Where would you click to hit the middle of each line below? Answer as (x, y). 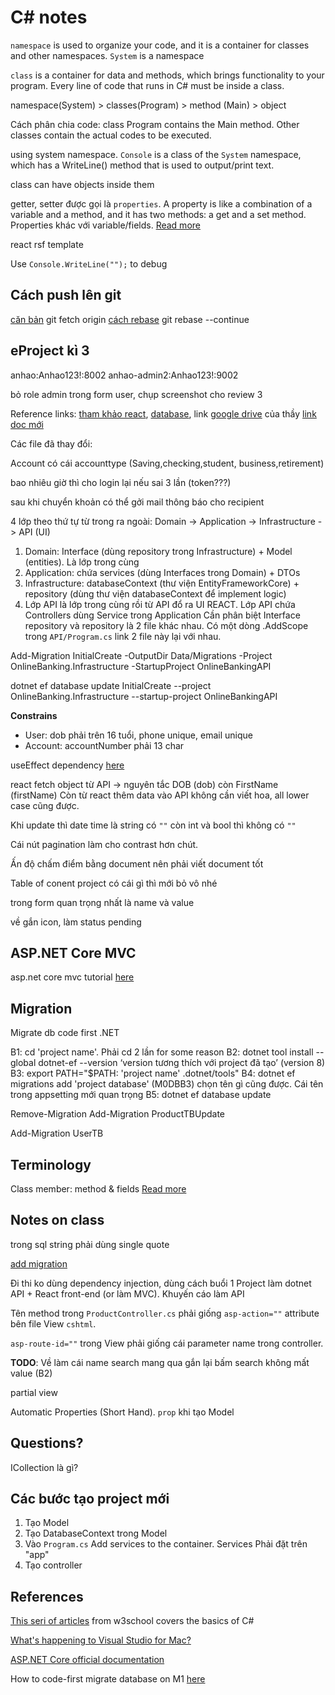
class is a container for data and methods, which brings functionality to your (167, 75)
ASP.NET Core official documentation (87, 1660)
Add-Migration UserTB (57, 1133)
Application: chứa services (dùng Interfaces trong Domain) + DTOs (162, 572)
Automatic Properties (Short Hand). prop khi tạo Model (122, 1412)
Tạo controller (53, 1565)
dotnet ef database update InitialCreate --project (111, 685)
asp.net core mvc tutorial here (72, 977)
